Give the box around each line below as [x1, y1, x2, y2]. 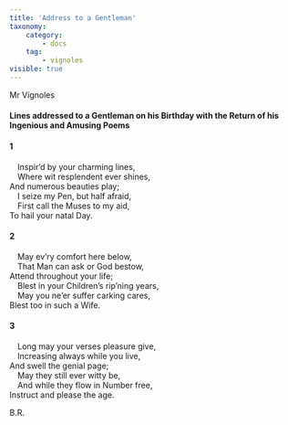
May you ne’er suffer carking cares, [17, 290, 150, 301]
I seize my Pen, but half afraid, [17, 190, 132, 201]
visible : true [9, 65, 64, 74]
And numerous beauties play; [9, 180, 120, 192]
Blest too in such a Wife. [9, 299, 101, 311]
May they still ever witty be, [17, 370, 121, 381]
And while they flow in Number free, [17, 380, 153, 391]
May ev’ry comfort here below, [17, 250, 132, 261]
